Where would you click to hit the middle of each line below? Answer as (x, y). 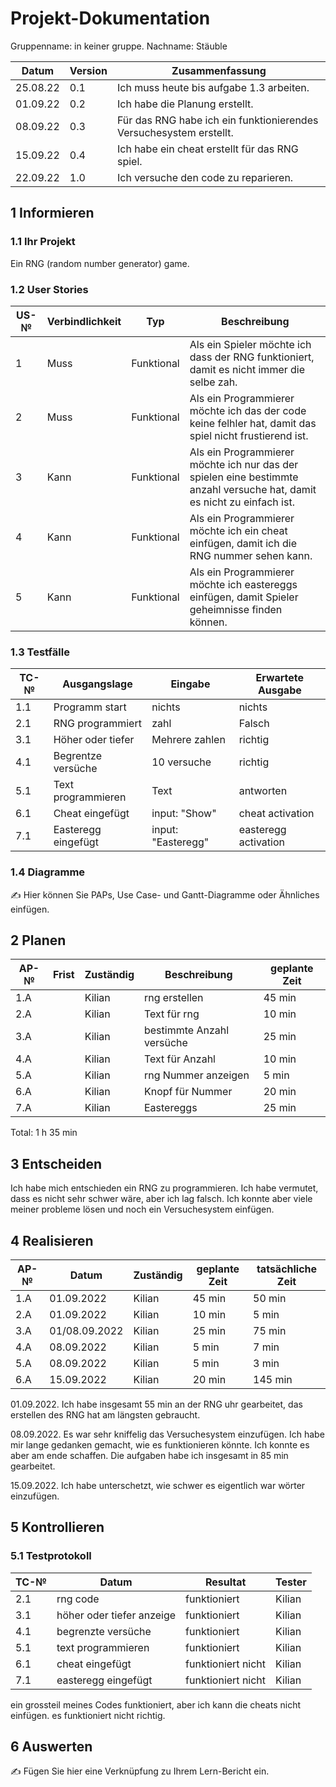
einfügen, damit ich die (243, 543)
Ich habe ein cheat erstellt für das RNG (207, 149)
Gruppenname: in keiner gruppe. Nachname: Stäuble (119, 46)
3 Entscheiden (56, 1163)
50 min (270, 1298)
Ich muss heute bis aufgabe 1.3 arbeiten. (213, 87)
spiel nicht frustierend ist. (249, 435)
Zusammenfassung (219, 70)
